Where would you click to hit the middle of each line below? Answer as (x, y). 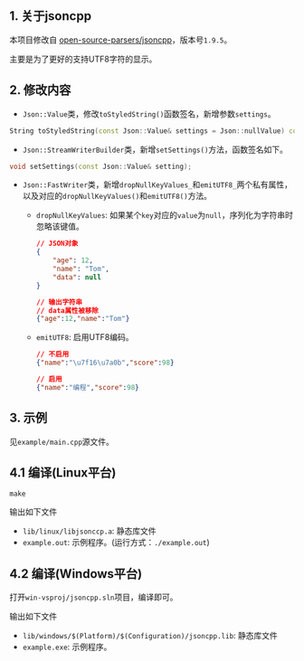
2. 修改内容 (40, 90)
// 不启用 (52, 354)
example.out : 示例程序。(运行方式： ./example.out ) (116, 543)
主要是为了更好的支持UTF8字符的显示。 (83, 59)
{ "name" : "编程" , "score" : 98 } (87, 387)
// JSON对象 (57, 244)
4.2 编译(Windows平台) (76, 574)
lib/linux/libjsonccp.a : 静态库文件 (89, 531)
